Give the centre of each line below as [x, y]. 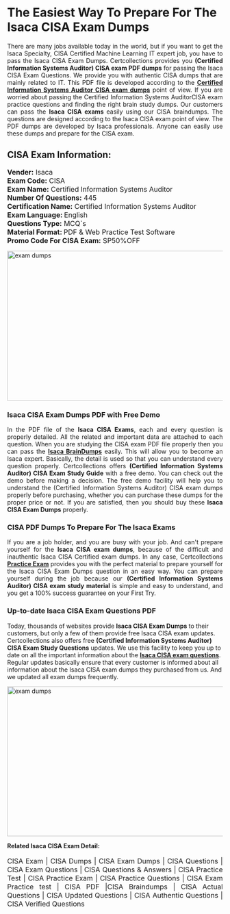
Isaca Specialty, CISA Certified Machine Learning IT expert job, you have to [115, 53]
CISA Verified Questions [46, 904]
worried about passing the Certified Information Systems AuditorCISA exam [115, 97]
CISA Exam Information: [59, 155]
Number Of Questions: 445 [52, 198]
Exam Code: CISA [36, 181]
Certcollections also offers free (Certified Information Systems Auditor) [110, 640]
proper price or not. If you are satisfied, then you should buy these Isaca [115, 503]
